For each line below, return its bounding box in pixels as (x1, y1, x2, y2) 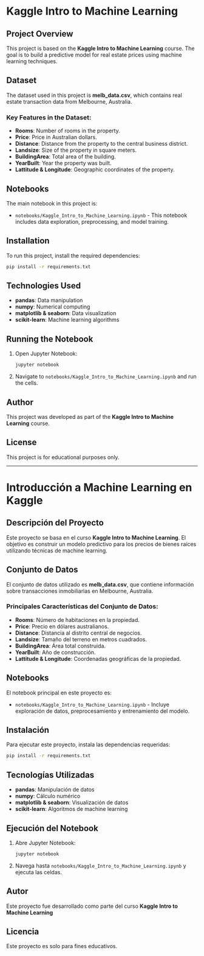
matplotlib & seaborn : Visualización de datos (15, 799, 129, 806)
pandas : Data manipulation (15, 297, 83, 304)
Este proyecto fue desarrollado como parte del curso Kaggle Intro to (6, 902, 178, 910)
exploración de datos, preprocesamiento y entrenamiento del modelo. (15, 707, 190, 715)
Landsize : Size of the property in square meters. (15, 146, 137, 154)
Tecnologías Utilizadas (6, 769, 95, 780)
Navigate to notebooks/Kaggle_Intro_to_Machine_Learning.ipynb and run (15, 373, 197, 380)
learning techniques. (6, 58, 58, 65)
